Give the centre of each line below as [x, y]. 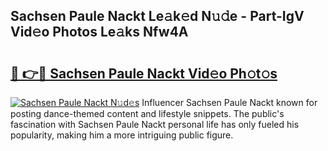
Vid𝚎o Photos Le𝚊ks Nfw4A [99, 32]
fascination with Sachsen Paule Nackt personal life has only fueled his [155, 124]
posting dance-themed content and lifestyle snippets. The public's [147, 113]
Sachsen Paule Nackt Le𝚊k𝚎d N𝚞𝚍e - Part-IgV [157, 16]
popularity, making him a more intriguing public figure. [122, 135]
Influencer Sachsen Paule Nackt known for [229, 102]
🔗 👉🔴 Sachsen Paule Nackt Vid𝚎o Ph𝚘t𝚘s [144, 73]
